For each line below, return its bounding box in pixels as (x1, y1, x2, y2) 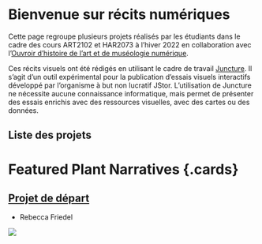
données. (8, 105, 39, 115)
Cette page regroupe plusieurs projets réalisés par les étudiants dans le (8, 32, 241, 41)
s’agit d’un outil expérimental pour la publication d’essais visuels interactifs (8, 72, 251, 81)
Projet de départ (8, 191, 90, 205)
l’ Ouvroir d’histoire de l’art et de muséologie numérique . (8, 48, 189, 58)
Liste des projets (8, 129, 92, 142)
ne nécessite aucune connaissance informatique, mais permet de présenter (8, 88, 254, 98)
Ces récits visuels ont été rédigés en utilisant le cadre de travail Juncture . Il (8, 63, 253, 73)
